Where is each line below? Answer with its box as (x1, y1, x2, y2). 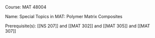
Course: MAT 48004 (5, 4, 47, 10)
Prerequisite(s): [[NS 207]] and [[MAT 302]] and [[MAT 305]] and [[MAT (5, 23, 151, 29)
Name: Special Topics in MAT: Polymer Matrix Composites (5, 14, 123, 19)
